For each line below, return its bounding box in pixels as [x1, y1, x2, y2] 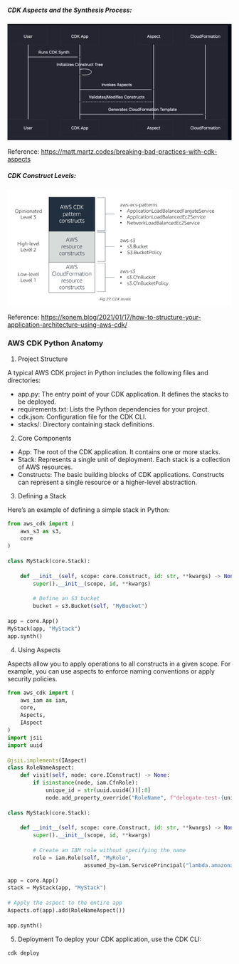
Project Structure [17, 355, 68, 363]
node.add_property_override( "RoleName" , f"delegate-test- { [45, 794, 224, 801]
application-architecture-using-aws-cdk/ [7, 320, 128, 329]
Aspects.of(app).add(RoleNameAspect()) [7, 907, 126, 914]
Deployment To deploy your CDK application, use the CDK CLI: [17, 935, 202, 943]
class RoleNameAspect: [7, 764, 75, 772]
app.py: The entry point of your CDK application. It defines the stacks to [17, 389, 229, 398]
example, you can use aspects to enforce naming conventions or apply [7, 666, 216, 676]
